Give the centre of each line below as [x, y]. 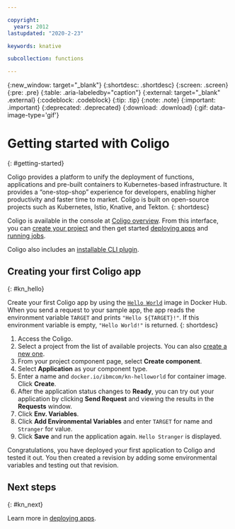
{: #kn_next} [25, 504]
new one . [31, 354]
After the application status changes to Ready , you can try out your [116, 391]
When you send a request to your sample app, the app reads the [101, 310]
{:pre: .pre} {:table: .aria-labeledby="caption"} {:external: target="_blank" [114, 93]
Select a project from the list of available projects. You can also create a [122, 346]
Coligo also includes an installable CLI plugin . [73, 250]
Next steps [32, 488]
